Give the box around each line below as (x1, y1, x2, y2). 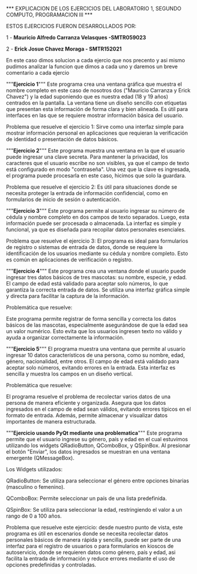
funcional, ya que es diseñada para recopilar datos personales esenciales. (6, 226, 186, 233)
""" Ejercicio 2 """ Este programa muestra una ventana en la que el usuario (6, 147, 185, 154)
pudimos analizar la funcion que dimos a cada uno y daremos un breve (6, 63, 178, 70)
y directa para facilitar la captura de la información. (6, 293, 130, 299)
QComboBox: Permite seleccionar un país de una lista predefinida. (6, 495, 167, 502)
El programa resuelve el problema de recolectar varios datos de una (6, 393, 171, 400)
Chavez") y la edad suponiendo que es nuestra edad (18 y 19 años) (6, 93, 169, 100)
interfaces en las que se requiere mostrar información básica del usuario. (6, 112, 183, 119)
